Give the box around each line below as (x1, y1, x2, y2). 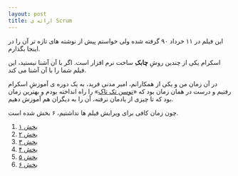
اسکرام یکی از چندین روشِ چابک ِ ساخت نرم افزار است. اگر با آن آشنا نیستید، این (8, 58, 221, 66)
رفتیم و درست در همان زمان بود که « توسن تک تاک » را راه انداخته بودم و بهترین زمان (8, 87, 232, 95)
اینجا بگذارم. (8, 44, 41, 53)
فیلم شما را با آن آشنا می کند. (8, 66, 87, 74)
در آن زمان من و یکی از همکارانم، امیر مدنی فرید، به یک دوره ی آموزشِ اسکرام (8, 79, 218, 88)
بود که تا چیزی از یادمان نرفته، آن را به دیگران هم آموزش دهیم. (8, 94, 174, 103)
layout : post (8, 10, 47, 18)
